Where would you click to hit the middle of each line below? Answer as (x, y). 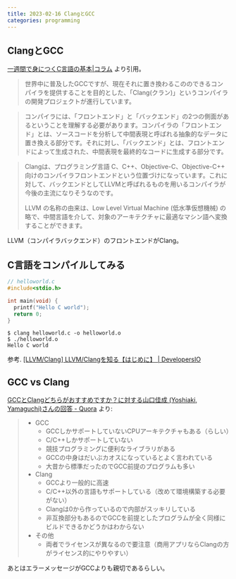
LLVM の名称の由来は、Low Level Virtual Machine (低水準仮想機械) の (125, 208)
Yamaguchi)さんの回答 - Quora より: (60, 409)
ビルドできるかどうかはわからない (95, 527)
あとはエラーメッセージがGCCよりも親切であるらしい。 (88, 568)
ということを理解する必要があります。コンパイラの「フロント (120, 125)
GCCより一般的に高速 (77, 482)
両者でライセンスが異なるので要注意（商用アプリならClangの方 (137, 544)
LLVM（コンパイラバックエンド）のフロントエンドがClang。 (95, 241)
